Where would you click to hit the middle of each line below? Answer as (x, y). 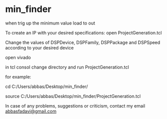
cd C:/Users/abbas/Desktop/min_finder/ (47, 86)
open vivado (18, 57)
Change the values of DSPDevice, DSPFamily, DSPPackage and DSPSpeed (83, 42)
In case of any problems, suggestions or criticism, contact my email (75, 105)
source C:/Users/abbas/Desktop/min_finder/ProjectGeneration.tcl (73, 96)
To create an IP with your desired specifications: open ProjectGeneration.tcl (83, 32)
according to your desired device (39, 47)
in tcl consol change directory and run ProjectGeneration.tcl (67, 67)
